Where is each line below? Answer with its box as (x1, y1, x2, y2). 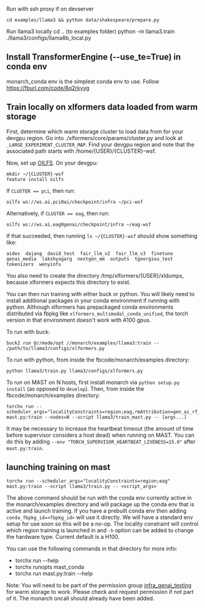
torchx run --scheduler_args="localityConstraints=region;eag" (6, 478, 171, 484)
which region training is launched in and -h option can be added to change (6, 527, 194, 534)
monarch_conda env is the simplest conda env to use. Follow (6, 78, 160, 85)
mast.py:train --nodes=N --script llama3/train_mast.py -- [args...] (6, 414, 187, 420)
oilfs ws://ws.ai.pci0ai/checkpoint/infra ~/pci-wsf (6, 199, 143, 205)
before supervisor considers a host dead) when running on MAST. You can (6, 431, 195, 439)
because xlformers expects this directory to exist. (6, 278, 131, 286)
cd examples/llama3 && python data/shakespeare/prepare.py (6, 17, 160, 23)
